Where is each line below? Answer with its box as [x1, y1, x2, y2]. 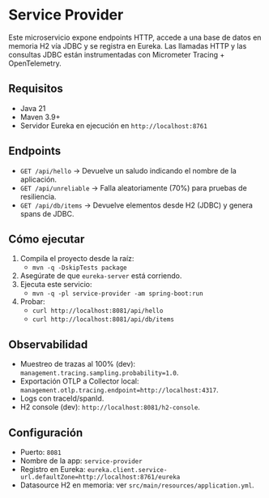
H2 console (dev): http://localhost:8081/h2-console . [19, 402, 201, 412]
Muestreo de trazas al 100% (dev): [19, 359, 136, 369]
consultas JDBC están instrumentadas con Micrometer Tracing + [8, 49, 225, 59]
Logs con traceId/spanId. [19, 393, 105, 403]
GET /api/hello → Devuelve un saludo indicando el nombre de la [19, 165, 237, 175]
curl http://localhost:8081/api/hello [32, 307, 164, 316]
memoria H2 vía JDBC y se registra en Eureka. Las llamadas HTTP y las [8, 41, 247, 50]
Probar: [19, 297, 46, 307]
